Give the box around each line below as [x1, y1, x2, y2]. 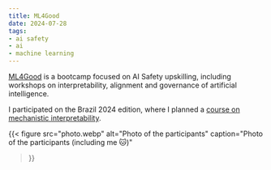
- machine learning [8, 49, 75, 57]
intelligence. [8, 89, 49, 98]
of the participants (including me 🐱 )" [8, 138, 133, 147]
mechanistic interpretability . [8, 113, 101, 122]
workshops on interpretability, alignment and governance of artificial [8, 80, 238, 90]
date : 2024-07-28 [8, 19, 67, 28]
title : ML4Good [8, 11, 60, 20]
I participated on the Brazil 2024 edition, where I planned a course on [8, 104, 241, 114]
